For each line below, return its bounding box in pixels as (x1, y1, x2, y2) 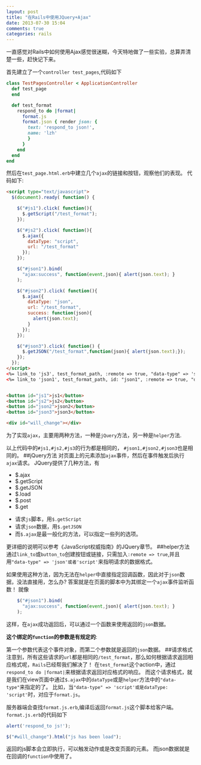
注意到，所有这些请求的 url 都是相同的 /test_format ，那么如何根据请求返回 (6, 653, 188, 660)
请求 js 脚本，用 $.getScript (14, 515, 82, 523)
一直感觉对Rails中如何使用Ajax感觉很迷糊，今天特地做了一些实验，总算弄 (6, 48, 186, 56)
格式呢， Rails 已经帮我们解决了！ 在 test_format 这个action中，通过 (11, 661, 176, 668)
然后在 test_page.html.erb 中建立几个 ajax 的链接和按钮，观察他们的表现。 (6, 169, 186, 177)
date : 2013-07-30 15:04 (6, 20, 66, 26)
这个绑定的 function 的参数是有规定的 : (6, 633, 98, 640)
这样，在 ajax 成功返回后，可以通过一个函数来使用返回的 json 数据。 (6, 620, 169, 627)
